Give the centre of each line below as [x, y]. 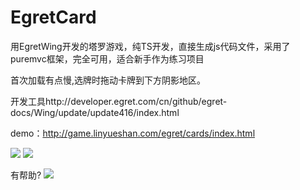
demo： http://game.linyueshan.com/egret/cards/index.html [133, 133]
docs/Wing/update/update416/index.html [95, 112]
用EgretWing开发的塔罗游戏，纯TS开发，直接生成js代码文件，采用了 [150, 46]
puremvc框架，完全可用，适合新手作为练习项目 [107, 58]
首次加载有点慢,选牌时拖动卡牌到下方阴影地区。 [108, 80]
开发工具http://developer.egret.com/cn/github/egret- [119, 101]
